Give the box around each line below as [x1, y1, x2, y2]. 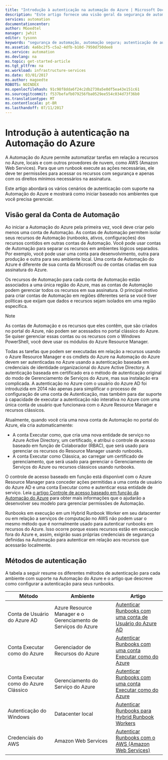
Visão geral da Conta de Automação [5, 210, 120, 219]
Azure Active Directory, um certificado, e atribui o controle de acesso [12, 437, 155, 443]
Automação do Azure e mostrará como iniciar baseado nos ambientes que [5, 190, 158, 196]
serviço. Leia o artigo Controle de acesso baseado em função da [5, 489, 139, 495]
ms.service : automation [5, 49, 55, 54]
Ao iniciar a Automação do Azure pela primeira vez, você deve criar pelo [5, 224, 154, 230]
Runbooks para [115, 707, 151, 714]
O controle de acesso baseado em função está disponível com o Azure [5, 473, 151, 480]
